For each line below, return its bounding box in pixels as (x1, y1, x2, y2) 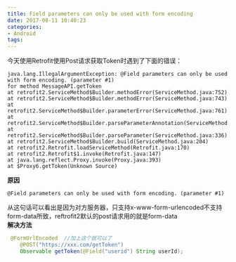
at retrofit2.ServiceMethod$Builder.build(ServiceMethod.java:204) (7, 138, 209, 145)
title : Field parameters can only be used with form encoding (7, 10, 193, 18)
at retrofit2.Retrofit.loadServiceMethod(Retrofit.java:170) (7, 145, 190, 152)
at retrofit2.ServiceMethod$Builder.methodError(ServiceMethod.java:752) (7, 89, 228, 96)
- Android (7, 30, 37, 37)
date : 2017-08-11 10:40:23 (7, 17, 86, 24)
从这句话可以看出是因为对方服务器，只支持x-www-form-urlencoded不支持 (7, 203, 223, 211)
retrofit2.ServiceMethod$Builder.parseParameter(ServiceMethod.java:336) (7, 132, 228, 139)
